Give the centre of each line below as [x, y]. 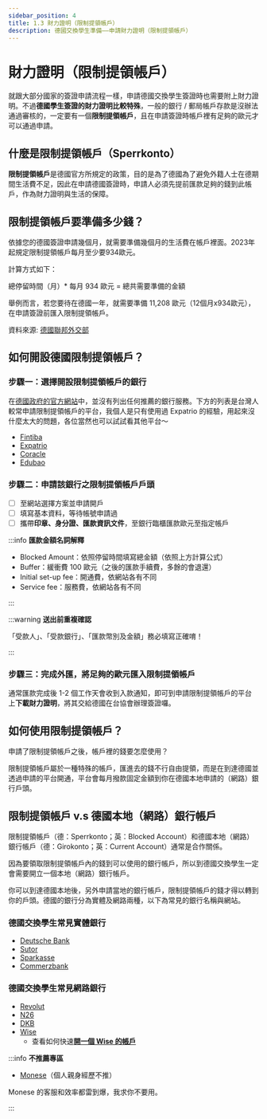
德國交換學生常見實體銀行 [57, 923]
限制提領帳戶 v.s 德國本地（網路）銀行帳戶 [112, 816]
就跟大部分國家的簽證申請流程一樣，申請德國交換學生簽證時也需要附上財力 [130, 96]
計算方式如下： [33, 269]
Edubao [33, 462]
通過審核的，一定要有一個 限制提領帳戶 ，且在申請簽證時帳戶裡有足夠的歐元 [130, 116]
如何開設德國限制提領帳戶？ [76, 357]
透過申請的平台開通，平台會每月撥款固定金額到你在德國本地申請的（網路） [130, 779]
